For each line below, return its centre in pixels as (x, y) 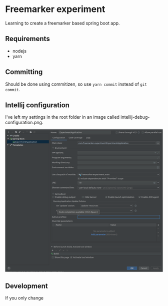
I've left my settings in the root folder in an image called (62, 117)
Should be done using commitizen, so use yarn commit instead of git (76, 84)
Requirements (27, 39)
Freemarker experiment (55, 9)
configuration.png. (24, 122)
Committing (24, 72)
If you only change (24, 298)
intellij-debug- (135, 117)
